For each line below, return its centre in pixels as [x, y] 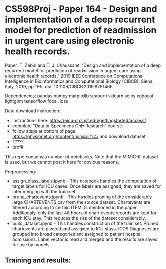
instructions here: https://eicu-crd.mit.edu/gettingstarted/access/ [79, 120]
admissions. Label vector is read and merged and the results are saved [85, 239]
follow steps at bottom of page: [44, 131]
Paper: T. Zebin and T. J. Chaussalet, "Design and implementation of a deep [83, 65]
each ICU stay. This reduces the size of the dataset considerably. [79, 218]
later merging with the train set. [44, 191]
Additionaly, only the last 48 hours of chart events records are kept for [84, 213]
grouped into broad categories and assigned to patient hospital [77, 234]
